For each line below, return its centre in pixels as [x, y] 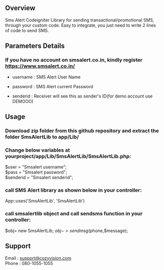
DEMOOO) [23, 101]
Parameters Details [35, 46]
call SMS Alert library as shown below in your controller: [73, 190]
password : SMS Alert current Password [53, 86]
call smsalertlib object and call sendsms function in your [74, 214]
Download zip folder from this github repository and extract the [82, 131]
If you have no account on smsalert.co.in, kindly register [74, 60]
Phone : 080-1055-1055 [29, 263]
